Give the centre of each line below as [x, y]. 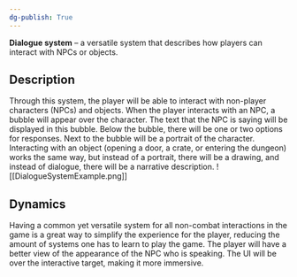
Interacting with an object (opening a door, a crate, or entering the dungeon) [148, 148]
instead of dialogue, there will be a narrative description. [112, 167]
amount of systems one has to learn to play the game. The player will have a [148, 244]
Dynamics [38, 204]
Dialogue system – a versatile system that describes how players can [136, 42]
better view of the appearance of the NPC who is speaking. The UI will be [143, 254]
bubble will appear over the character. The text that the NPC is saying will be [148, 119]
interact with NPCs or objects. [64, 52]
